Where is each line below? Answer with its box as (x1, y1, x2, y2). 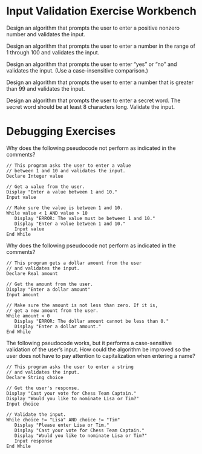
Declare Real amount (6, 270, 59, 276)
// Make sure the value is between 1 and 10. (6, 204, 123, 211)
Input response (14, 438, 53, 444)
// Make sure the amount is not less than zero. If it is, (6, 302, 158, 308)
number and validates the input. (6, 30, 86, 37)
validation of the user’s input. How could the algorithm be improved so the (6, 346, 191, 353)
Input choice (6, 401, 39, 407)
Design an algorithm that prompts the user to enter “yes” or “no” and (6, 60, 177, 68)
